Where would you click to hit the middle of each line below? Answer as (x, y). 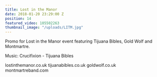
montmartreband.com (27, 70)
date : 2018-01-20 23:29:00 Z (34, 14)
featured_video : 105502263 (32, 23)
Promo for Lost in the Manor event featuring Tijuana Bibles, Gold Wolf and (79, 41)
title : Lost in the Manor (31, 9)
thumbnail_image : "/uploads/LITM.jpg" (44, 28)
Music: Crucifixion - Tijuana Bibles (39, 56)
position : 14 (18, 18)
